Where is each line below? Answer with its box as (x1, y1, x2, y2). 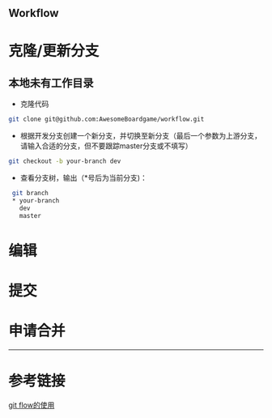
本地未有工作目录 (8, 76, 94, 90)
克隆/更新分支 (8, 41, 100, 60)
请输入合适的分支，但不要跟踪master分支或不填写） (19, 141, 193, 151)
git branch (11, 190, 49, 198)
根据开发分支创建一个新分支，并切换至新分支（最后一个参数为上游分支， (19, 131, 261, 141)
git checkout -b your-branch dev (8, 157, 121, 165)
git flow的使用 (8, 400, 55, 410)
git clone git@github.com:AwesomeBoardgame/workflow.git (8, 115, 205, 124)
